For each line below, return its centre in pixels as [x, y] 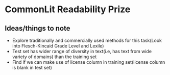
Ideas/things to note [38, 28]
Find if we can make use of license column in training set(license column [89, 62]
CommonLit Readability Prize [68, 9]
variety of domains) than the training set [54, 57]
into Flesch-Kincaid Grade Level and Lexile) [58, 46]
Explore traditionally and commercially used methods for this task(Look [87, 40]
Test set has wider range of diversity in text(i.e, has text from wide [82, 51]
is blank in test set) [32, 68]
